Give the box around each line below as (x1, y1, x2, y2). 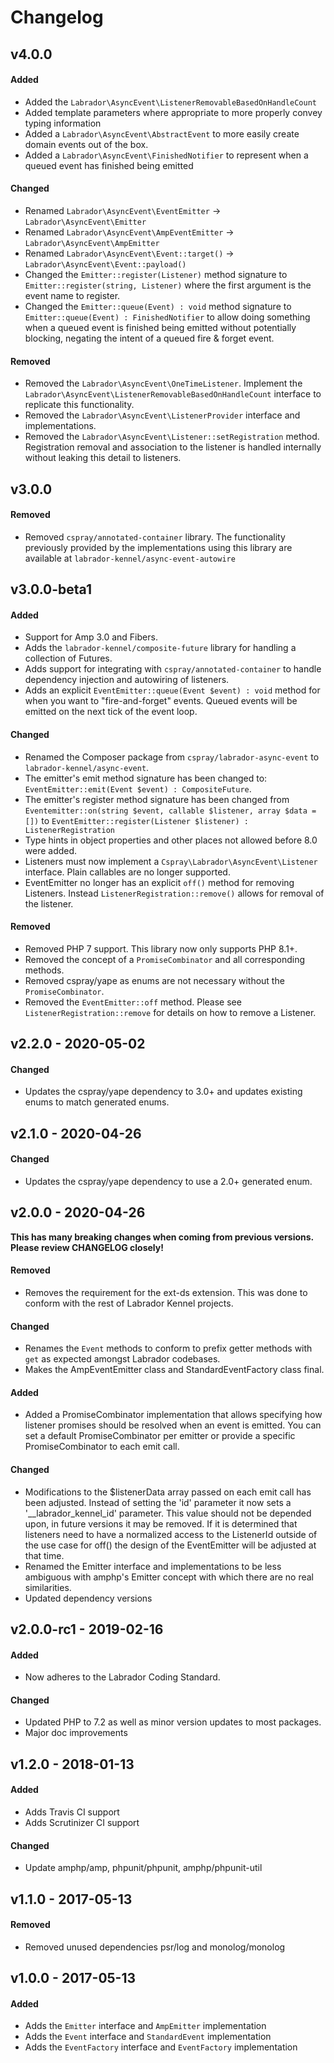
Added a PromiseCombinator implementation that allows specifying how (24, 1409, 323, 1421)
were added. (24, 844, 78, 856)
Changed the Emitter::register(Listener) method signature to (24, 268, 288, 280)
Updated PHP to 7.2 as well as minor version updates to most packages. (24, 1716, 322, 1728)
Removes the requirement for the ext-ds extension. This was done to (24, 1286, 308, 1298)
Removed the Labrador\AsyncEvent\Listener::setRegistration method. (24, 431, 320, 443)
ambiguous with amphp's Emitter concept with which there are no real (24, 1571, 314, 1583)
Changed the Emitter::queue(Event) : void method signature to (24, 300, 292, 312)
